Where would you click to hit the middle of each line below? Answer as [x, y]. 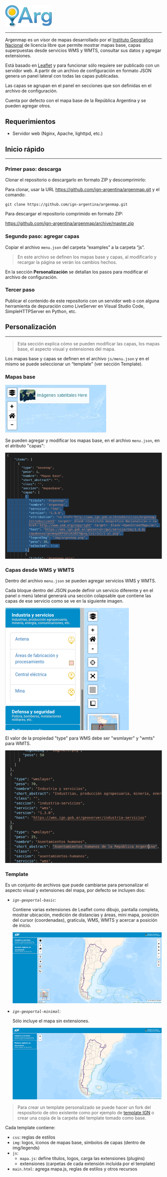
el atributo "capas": [25, 445]
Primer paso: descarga [33, 169]
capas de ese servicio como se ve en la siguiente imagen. [64, 601]
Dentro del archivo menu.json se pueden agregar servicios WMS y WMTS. [81, 581]
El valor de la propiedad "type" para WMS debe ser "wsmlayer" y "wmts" [80, 738]
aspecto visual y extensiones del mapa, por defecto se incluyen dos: [75, 890]
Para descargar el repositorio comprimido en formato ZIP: [64, 214]
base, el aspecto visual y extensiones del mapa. [66, 349]
